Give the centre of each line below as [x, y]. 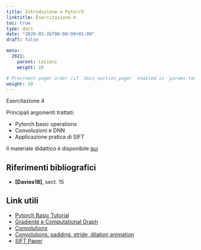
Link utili [22, 201]
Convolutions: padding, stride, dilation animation [74, 234]
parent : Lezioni [37, 62]
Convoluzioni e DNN [40, 130]
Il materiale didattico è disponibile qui [52, 148]
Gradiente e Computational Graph [56, 221]
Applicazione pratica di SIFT [50, 137]
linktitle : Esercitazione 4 [41, 17]
